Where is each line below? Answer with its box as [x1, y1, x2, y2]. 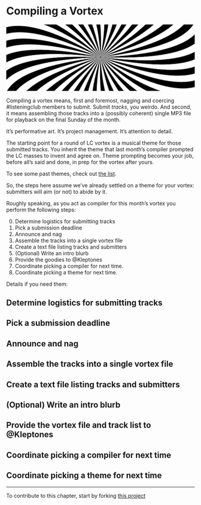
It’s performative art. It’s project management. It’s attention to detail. [6, 127, 173, 135]
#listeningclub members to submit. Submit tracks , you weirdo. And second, [6, 103, 192, 110]
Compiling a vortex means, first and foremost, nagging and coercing [6, 97, 175, 104]
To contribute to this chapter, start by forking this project [6, 492, 145, 499]
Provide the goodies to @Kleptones [14, 256, 103, 263]
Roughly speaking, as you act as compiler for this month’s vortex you [6, 199, 176, 207]
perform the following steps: [6, 206, 76, 213]
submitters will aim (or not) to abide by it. [6, 188, 107, 195]
